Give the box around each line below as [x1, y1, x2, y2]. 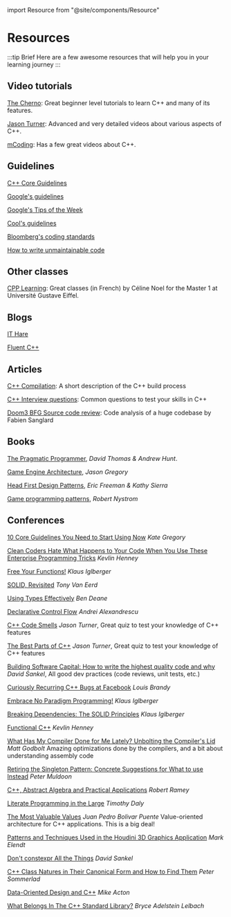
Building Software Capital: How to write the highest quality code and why [7, 662, 216, 671]
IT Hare [7, 330, 29, 338]
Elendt [7, 840, 26, 848]
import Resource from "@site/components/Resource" [7, 6, 160, 14]
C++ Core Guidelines [7, 179, 67, 187]
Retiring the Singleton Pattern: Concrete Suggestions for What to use [7, 765, 204, 773]
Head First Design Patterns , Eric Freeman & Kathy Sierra [7, 481, 168, 489]
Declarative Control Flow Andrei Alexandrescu [7, 607, 139, 615]
